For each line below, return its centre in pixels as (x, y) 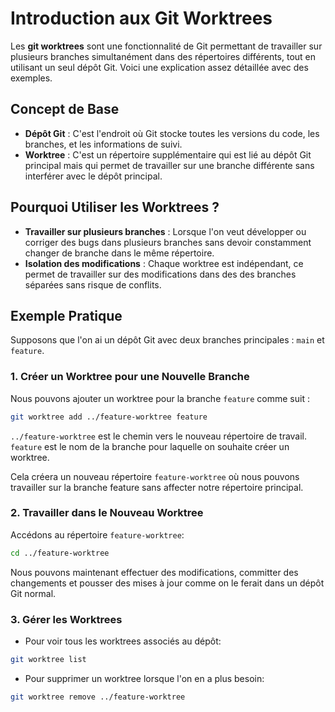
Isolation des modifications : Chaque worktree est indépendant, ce (164, 263)
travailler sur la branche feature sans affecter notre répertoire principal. (157, 487)
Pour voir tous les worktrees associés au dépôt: (123, 641)
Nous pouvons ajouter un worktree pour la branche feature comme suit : (160, 398)
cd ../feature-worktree (60, 553)
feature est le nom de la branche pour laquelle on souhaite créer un (150, 446)
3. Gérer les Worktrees (66, 619)
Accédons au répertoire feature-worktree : (97, 534)
